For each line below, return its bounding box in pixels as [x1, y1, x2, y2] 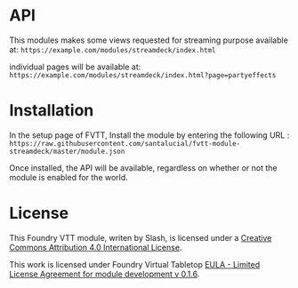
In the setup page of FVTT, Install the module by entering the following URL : [9, 130, 290, 140]
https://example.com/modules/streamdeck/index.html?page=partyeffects [9, 70, 277, 80]
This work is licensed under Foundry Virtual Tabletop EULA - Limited [9, 259, 261, 269]
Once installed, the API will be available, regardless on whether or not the [9, 162, 278, 173]
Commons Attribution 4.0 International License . [9, 242, 182, 252]
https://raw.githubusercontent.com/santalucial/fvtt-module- [9, 139, 241, 148]
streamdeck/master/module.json [9, 147, 125, 156]
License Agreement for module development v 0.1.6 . [9, 268, 200, 279]
